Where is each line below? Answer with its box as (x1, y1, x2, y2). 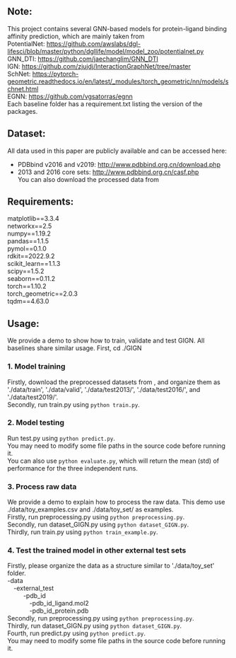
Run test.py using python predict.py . (7, 434, 115, 442)
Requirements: (7, 196, 74, 208)
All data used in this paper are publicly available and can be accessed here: (7, 146, 228, 155)
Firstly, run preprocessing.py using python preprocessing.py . (7, 513, 185, 521)
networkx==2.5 (7, 222, 52, 231)
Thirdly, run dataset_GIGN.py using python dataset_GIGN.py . (7, 622, 182, 630)
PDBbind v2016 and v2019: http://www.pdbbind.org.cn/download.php (17, 160, 221, 168)
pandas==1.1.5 (7, 237, 49, 246)
